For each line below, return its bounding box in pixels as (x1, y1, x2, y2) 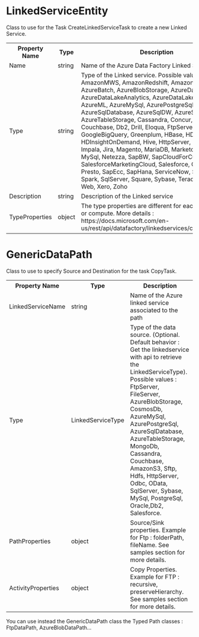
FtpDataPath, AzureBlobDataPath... (6, 624, 92, 631)
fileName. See (130, 541, 169, 549)
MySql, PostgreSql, (130, 494, 184, 502)
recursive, (130, 580, 158, 588)
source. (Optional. (130, 330, 180, 339)
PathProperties (9, 537, 51, 545)
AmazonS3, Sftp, (130, 464, 177, 472)
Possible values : (130, 375, 177, 383)
